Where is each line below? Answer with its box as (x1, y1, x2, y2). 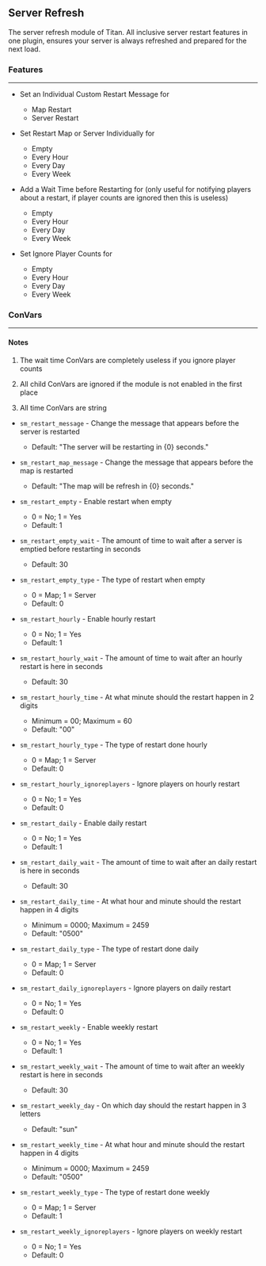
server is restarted (19, 426, 81, 436)
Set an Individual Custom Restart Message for (19, 90, 170, 99)
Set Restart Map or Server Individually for (19, 128, 155, 138)
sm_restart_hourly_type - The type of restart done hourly (19, 740, 208, 749)
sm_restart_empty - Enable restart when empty (19, 496, 173, 506)
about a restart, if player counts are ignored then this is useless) (19, 193, 229, 203)
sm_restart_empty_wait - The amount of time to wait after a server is (19, 535, 243, 545)
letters (19, 1109, 41, 1119)
